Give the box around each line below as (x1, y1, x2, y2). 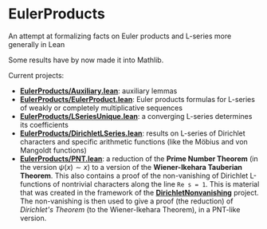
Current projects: (8, 70, 65, 80)
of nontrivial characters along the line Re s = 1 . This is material (53, 179, 260, 188)
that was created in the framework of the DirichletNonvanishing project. (19, 188, 259, 197)
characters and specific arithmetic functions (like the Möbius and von (19, 136, 249, 146)
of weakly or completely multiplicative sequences (19, 103, 183, 113)
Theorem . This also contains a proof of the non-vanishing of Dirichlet (19, 171, 249, 180)
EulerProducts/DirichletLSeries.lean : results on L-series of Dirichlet (19, 128, 245, 138)
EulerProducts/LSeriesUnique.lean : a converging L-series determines (19, 111, 253, 120)
